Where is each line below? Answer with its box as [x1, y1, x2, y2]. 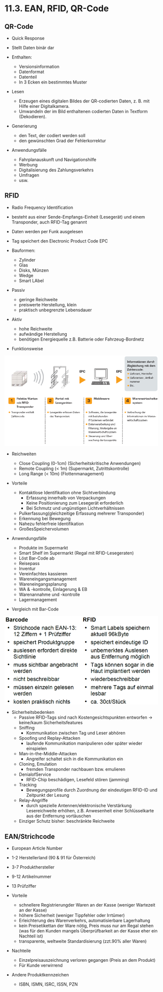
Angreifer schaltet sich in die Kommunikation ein [26, 756, 124, 762]
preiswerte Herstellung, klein [18, 302, 77, 307]
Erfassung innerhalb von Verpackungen [26, 495, 106, 501]
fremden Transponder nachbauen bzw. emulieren [26, 767, 126, 772]
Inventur [18, 566, 36, 571]
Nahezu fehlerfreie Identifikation [18, 521, 84, 526]
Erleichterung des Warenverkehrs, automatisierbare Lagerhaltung [18, 918, 150, 924]
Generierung [11, 123, 37, 129]
